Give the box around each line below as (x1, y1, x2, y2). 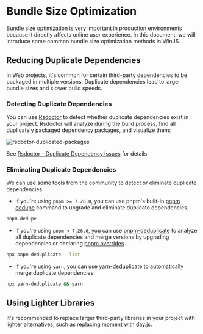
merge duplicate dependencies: (15, 269, 96, 277)
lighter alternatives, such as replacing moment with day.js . (6, 321, 152, 328)
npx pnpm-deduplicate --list (6, 252, 80, 258)
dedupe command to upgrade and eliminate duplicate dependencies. (15, 204, 189, 211)
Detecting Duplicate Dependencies (6, 100, 112, 108)
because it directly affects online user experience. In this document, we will (6, 31, 196, 38)
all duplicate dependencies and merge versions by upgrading (15, 233, 169, 241)
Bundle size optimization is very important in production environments (6, 24, 182, 32)
